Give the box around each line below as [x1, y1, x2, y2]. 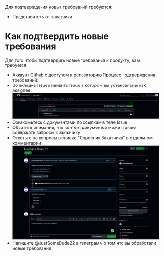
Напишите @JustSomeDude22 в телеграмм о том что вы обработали [12, 240, 156, 246]
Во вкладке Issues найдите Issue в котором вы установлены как [12, 82, 146, 88]
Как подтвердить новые [5, 31, 109, 42]
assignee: [12, 87, 32, 93]
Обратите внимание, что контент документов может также [12, 125, 136, 130]
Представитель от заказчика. [12, 14, 74, 19]
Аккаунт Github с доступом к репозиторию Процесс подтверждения [12, 72, 156, 78]
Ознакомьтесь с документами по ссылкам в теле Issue [12, 119, 128, 125]
